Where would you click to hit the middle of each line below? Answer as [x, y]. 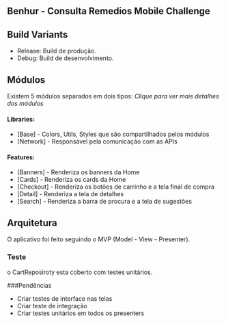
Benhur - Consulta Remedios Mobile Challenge [109, 11]
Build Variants [38, 35]
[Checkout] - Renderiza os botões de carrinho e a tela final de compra [116, 187]
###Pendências [29, 285]
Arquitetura [32, 222]
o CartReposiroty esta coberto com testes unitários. [80, 272]
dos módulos [26, 104]
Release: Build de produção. [57, 51]
